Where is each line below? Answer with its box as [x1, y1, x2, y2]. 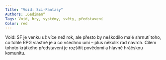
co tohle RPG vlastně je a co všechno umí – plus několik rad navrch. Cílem [5, 40, 157, 46]
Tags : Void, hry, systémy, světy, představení [5, 16, 103, 21]
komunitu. [5, 50, 26, 56]
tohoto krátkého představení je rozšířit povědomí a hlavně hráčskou [5, 45, 143, 51]
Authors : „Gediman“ [5, 12, 46, 17]
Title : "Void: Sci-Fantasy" [5, 7, 64, 12]
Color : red [5, 21, 28, 26]
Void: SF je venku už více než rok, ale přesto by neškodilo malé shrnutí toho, [5, 34, 162, 40]
